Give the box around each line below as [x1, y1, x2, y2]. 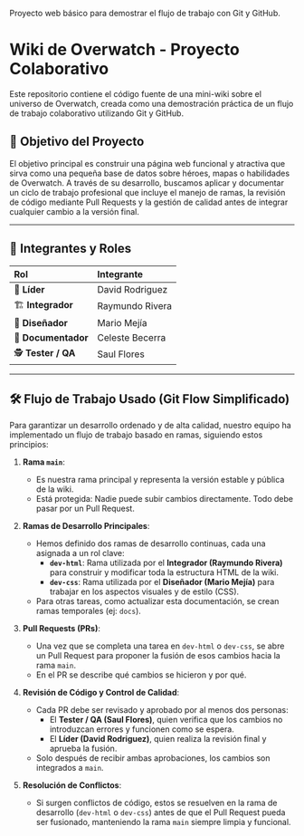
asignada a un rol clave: [35, 548, 125, 559]
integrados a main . [35, 763, 104, 774]
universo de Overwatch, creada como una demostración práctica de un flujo [9, 98, 294, 109]
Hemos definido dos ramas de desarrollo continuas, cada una [35, 538, 266, 549]
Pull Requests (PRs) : [22, 623, 101, 634]
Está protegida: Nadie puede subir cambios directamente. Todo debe [35, 494, 294, 504]
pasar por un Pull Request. [35, 503, 136, 514]
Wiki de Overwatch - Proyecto [9, 40, 240, 60]
